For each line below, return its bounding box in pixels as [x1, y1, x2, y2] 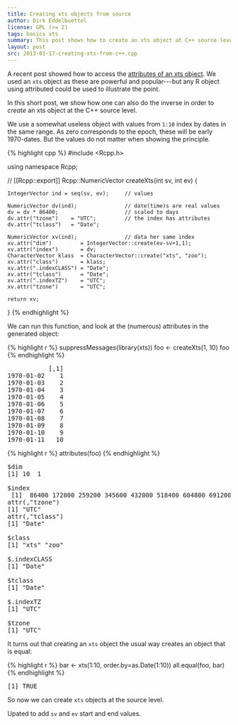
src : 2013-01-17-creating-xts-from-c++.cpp [7, 50, 138, 58]
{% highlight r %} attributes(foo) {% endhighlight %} [7, 449, 161, 457]
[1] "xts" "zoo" [7, 541, 64, 549]
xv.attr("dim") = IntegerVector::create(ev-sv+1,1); [7, 240, 192, 247]
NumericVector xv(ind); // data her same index [7, 233, 195, 240]
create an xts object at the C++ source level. [7, 106, 137, 114]
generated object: [7, 329, 59, 338]
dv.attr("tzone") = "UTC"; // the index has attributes [7, 215, 211, 222]
